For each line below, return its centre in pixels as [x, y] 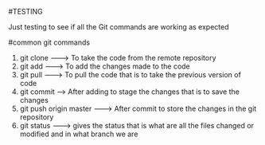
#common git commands [49, 42]
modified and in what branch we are [79, 134]
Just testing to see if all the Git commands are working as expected [119, 27]
